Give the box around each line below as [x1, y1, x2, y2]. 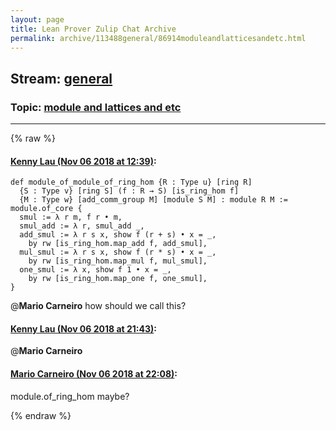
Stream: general [10, 70, 113, 87]
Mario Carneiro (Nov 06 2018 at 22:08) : [10, 368, 178, 380]
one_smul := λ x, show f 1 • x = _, [19, 265, 172, 275]
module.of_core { [10, 204, 83, 214]
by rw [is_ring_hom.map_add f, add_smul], [28, 239, 208, 249]
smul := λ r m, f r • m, [19, 212, 123, 223]
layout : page [10, 14, 65, 25]
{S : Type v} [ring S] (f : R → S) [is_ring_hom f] [19, 186, 240, 196]
